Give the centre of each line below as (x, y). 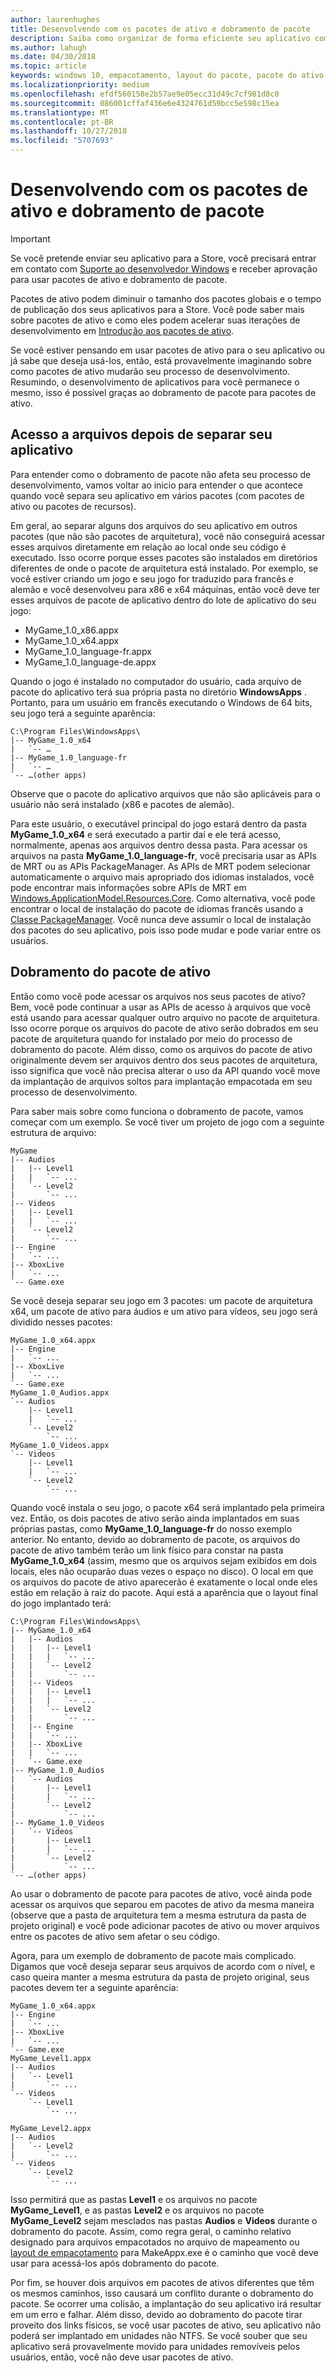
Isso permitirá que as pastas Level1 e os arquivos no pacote (134, 2199)
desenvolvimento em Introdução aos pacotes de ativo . (122, 330)
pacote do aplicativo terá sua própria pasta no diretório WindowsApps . (158, 692)
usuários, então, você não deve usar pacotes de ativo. (122, 2357)
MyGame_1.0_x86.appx (71, 630)
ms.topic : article (48, 66)
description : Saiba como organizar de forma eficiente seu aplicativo (160, 38)
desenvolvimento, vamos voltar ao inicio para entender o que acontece (156, 485)
